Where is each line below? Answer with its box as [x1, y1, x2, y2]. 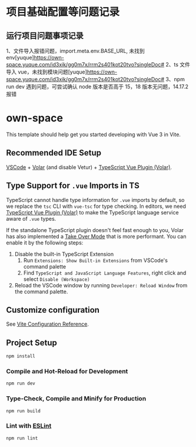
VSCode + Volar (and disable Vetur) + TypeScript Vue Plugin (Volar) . [6, 163, 172, 171]
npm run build [6, 408, 41, 414]
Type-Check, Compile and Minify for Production [6, 395, 147, 403]
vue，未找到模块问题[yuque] [17, 68, 87, 75]
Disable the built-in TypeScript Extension [14, 250, 114, 257]
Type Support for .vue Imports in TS [6, 181, 139, 191]
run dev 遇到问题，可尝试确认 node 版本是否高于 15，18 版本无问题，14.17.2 [6, 83, 189, 90]
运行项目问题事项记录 [6, 31, 84, 41]
